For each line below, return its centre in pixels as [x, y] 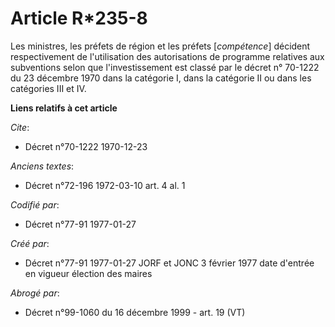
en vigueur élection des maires [88, 273]
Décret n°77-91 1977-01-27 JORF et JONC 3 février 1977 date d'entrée [169, 263]
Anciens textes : [42, 166]
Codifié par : [35, 204]
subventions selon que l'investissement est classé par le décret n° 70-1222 [165, 67]
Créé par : [30, 243]
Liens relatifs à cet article [64, 108]
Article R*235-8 [79, 18]
